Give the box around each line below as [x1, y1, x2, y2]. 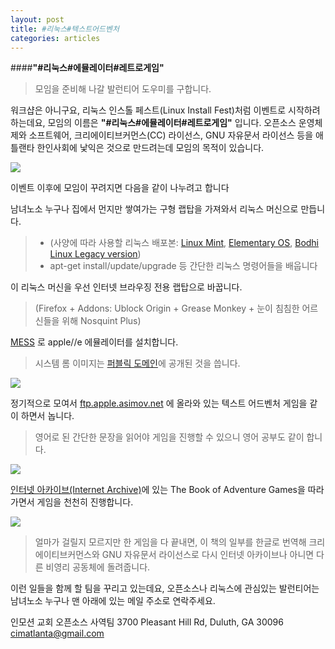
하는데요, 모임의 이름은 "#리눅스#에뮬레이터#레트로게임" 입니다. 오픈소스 [10, 117, 297, 129]
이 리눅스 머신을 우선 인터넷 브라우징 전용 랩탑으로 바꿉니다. [10, 281, 243, 293]
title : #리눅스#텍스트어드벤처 [10, 24, 120, 34]
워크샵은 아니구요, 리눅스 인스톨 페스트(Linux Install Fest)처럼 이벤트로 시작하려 [10, 104, 321, 116]
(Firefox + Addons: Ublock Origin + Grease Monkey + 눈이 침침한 [34, 302, 300, 315]
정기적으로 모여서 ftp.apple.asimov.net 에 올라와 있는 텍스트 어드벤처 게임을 [10, 397, 308, 410]
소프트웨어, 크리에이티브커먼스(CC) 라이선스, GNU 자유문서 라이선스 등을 [28, 129, 314, 141]
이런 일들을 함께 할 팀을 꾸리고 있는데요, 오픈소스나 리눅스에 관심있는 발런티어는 [10, 582, 320, 595]
